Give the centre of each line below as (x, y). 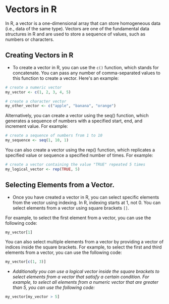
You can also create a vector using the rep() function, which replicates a (80, 150)
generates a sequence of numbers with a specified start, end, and (74, 121)
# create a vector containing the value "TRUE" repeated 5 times (75, 165)
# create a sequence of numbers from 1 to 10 (54, 136)
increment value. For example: (37, 126)
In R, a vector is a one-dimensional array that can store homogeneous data (83, 23)
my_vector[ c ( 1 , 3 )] (26, 262)
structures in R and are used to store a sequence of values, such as (75, 34)
